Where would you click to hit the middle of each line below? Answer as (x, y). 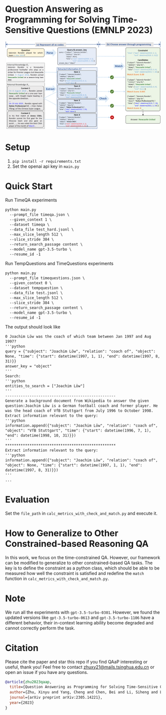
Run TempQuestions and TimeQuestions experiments (59, 263)
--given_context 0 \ (31, 283)
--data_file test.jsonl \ (36, 293)
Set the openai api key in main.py (46, 166)
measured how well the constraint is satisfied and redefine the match (75, 573)
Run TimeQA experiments (31, 200)
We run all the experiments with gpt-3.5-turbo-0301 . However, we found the (83, 612)
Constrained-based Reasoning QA (77, 544)
